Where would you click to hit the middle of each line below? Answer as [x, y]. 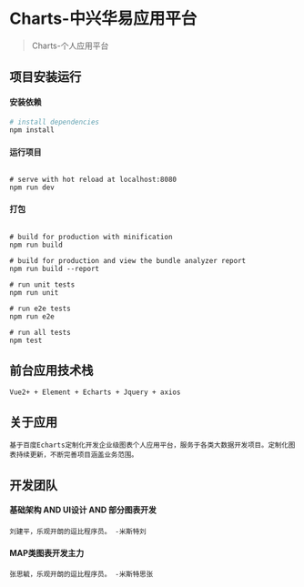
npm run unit [34, 292]
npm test [26, 340]
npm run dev [32, 187]
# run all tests [40, 332]
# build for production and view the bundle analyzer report [128, 260]
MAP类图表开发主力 [47, 552]
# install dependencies [55, 122]
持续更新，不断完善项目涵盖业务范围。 [77, 455]
